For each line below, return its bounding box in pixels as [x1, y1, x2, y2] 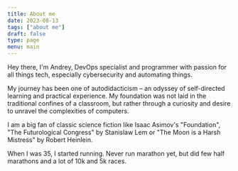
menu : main [7, 43, 40, 50]
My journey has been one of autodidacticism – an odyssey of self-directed [7, 84, 225, 92]
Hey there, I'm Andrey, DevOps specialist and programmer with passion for [7, 63, 227, 71]
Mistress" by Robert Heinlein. [7, 136, 93, 144]
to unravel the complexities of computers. [7, 107, 129, 115]
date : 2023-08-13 [7, 17, 59, 24]
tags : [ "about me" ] [7, 23, 65, 31]
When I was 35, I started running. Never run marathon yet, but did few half [7, 150, 225, 158]
